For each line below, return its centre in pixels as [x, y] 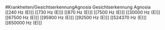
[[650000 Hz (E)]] [24, 23]
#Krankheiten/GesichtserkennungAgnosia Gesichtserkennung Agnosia [78, 7]
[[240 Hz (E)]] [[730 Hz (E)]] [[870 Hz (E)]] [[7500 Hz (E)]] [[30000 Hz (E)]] [83, 12]
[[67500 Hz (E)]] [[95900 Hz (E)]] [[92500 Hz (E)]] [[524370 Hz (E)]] [76, 17]
